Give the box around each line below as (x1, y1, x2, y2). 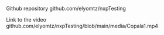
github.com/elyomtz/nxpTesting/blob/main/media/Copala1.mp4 (6, 23, 159, 29)
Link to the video (6, 16, 47, 23)
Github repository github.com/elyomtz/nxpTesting (6, 5, 126, 12)
